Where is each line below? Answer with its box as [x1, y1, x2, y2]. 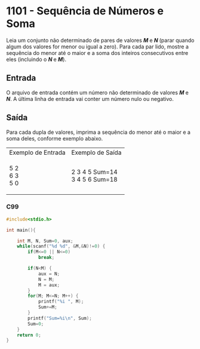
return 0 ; [17, 332, 42, 338]
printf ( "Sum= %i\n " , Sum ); [27, 315, 93, 321]
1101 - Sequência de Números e [6, 4, 164, 18]
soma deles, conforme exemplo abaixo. [6, 134, 103, 142]
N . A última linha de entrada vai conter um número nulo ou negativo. [6, 95, 174, 102]
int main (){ [6, 227, 36, 233]
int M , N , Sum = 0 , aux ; [17, 238, 73, 244]
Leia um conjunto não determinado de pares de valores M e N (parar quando [6, 36, 195, 44]
